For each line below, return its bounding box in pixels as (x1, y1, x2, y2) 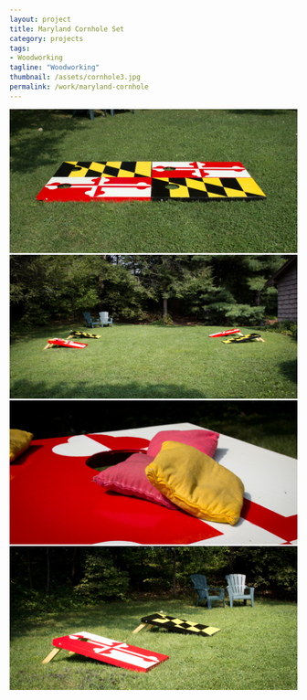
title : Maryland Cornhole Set (9, 24, 125, 34)
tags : (9, 44, 30, 53)
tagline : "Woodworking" (9, 63, 101, 72)
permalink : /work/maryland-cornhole (9, 82, 149, 91)
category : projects (9, 34, 84, 43)
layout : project (9, 15, 71, 24)
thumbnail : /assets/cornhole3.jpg (9, 73, 142, 82)
